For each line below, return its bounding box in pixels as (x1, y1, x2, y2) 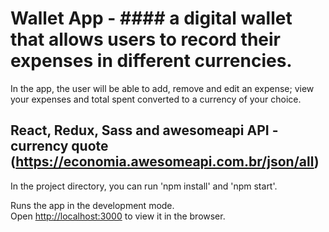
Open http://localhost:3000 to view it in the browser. (10, 210, 226, 222)
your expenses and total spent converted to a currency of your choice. (10, 93, 302, 105)
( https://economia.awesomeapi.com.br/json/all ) (10, 153, 320, 171)
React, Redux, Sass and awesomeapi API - (10, 122, 279, 139)
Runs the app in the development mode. (10, 199, 175, 211)
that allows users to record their (10, 28, 281, 51)
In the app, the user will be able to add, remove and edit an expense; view (10, 82, 315, 94)
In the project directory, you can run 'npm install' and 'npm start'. (10, 180, 278, 192)
